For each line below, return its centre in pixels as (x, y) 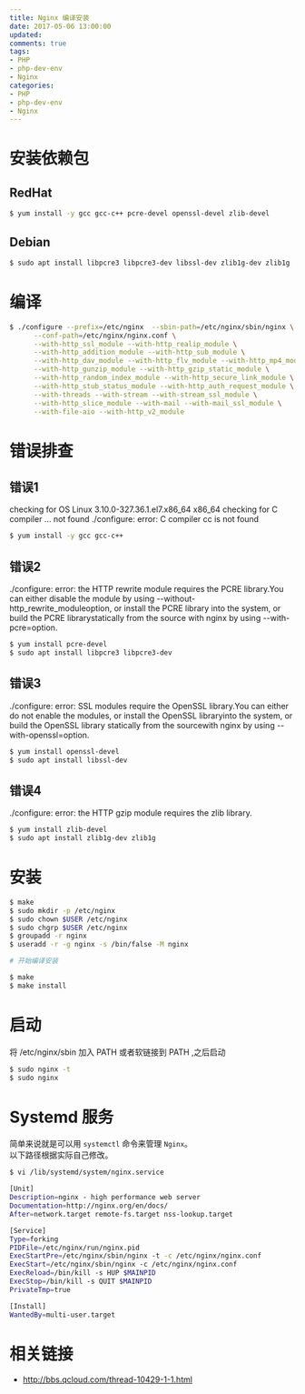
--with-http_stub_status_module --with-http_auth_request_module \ (164, 386)
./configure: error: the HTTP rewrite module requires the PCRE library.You (147, 589)
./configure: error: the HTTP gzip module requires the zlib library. (131, 813)
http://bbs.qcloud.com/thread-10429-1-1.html (108, 1379)
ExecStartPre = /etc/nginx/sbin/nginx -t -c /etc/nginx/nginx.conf (135, 1256)
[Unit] (22, 1189)
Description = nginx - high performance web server (105, 1198)
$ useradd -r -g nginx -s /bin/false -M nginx (99, 945)
